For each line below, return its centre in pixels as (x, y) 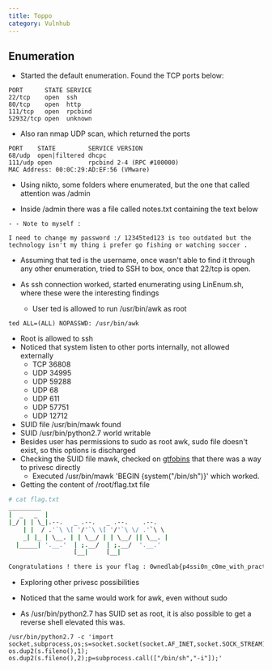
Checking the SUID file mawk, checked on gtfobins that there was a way (140, 459)
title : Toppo (30, 16)
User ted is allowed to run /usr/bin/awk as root (110, 309)
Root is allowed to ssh (57, 339)
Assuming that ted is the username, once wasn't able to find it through (137, 261)
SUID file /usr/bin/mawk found (70, 425)
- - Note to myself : (45, 224)
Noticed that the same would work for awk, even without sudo (124, 598)
